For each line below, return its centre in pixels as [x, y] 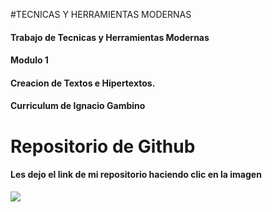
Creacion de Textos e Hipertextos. [83, 83]
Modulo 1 [29, 60]
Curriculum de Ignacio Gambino [78, 106]
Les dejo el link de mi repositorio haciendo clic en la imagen [136, 175]
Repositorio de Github [103, 146]
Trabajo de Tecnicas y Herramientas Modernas [110, 37]
